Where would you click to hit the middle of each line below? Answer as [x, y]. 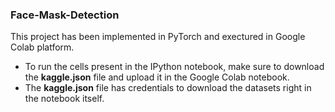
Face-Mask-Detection [65, 15]
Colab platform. [42, 47]
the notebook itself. [64, 99]
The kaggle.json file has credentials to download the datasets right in [168, 88]
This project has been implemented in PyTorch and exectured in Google [158, 37]
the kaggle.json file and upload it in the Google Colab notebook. [157, 77]
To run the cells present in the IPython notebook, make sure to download [174, 67]
